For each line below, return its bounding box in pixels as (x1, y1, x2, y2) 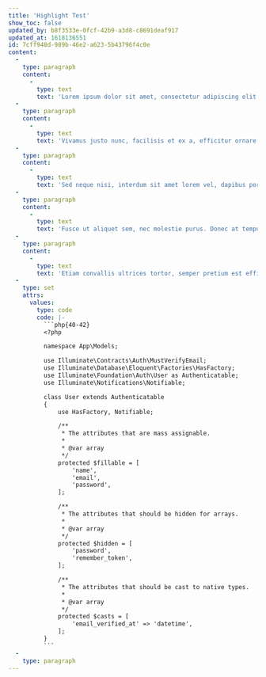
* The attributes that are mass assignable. (61, 429, 211, 438)
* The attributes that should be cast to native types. (61, 583, 249, 591)
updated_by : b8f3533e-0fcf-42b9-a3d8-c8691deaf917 (8, 26, 179, 34)
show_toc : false (8, 19, 62, 27)
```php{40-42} (43, 321, 90, 329)
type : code (36, 306, 73, 314)
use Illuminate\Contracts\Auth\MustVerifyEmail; (43, 357, 207, 365)
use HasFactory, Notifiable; (58, 408, 154, 416)
